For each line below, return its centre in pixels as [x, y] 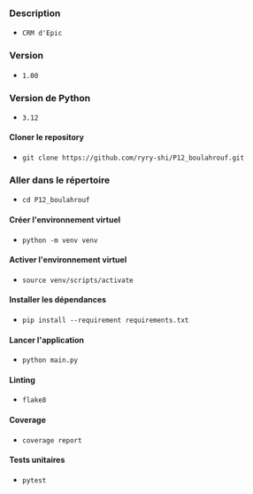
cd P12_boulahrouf [56, 200]
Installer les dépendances [58, 300]
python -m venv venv [60, 240]
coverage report [52, 440]
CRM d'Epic [42, 34]
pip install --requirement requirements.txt [105, 320]
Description [35, 13]
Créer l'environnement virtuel [65, 219]
